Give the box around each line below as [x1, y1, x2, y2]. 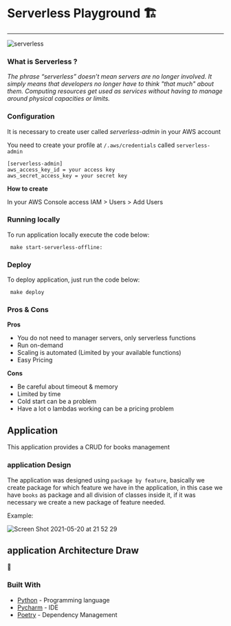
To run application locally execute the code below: [7, 231, 150, 239]
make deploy [10, 289, 45, 296]
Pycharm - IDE [16, 603, 58, 612]
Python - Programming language [16, 596, 110, 604]
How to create [7, 184, 48, 193]
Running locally [7, 215, 60, 224]
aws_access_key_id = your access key [7, 166, 115, 173]
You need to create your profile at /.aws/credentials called [7, 141, 175, 149]
